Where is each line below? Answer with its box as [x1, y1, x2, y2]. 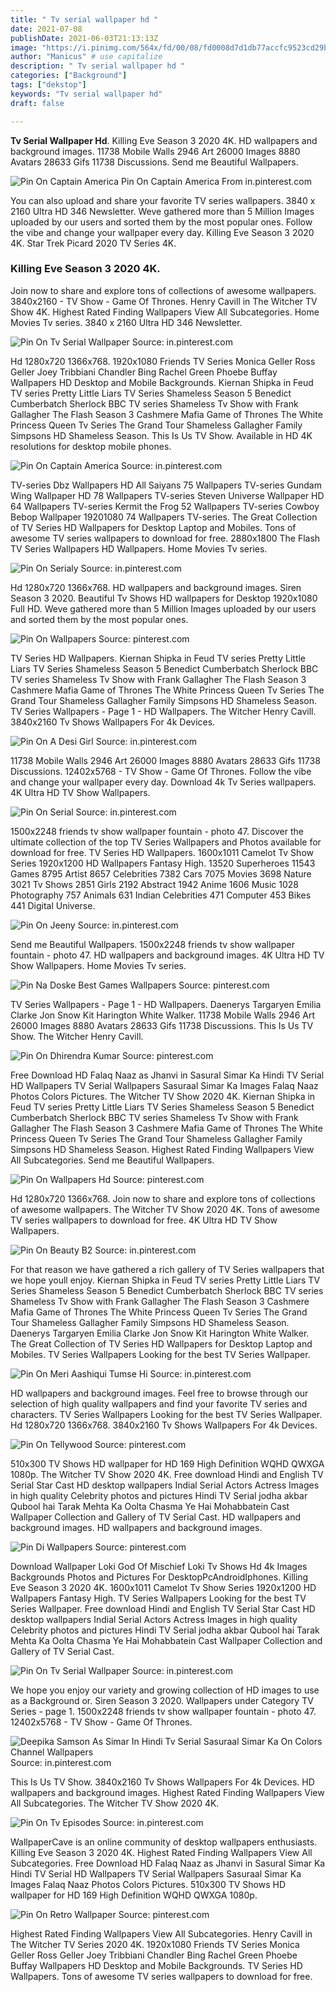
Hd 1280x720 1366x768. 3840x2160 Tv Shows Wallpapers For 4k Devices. [10, 1419, 318, 1431]
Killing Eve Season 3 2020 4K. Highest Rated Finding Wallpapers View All [10, 1846, 313, 1858]
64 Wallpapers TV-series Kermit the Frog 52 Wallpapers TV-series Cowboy [10, 500, 320, 512]
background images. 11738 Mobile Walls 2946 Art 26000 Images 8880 [10, 145, 301, 157]
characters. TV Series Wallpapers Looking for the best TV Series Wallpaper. [10, 1408, 323, 1420]
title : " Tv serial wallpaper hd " [10, 14, 159, 25]
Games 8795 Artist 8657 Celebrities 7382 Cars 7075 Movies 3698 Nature [10, 867, 312, 880]
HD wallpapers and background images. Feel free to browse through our [10, 1387, 309, 1399]
